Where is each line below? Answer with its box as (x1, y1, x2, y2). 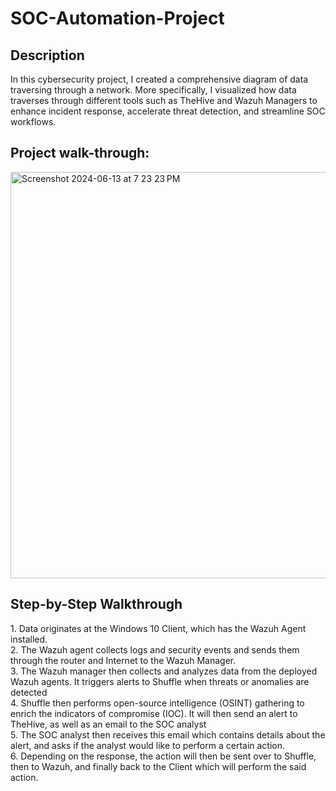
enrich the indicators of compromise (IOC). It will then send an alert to (10, 707, 298, 719)
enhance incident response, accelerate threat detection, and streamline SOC (10, 105, 326, 117)
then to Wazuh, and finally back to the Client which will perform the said (10, 760, 307, 772)
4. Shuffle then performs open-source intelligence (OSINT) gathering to (10, 697, 305, 709)
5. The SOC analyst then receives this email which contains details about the (10, 728, 326, 741)
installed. (10, 633, 48, 645)
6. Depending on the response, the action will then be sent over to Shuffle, (10, 750, 317, 762)
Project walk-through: (10, 145, 150, 162)
